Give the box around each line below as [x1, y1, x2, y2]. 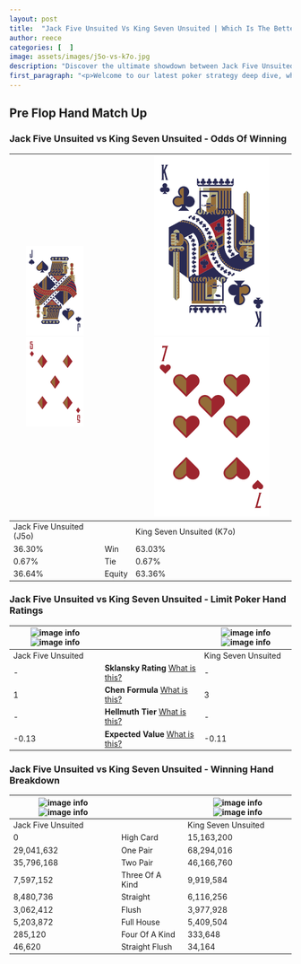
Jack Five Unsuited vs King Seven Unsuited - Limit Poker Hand [9, 593, 287, 606]
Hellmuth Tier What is [104, 706, 186, 717]
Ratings [9, 604, 44, 617]
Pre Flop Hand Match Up [9, 106, 148, 121]
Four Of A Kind [120, 929, 176, 940]
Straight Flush [120, 942, 173, 952]
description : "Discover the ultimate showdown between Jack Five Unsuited [9, 62, 295, 71]
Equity [104, 568, 128, 579]
